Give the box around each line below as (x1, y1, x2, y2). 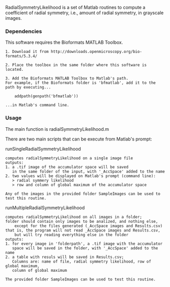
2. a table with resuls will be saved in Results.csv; (5, 254, 124, 260)
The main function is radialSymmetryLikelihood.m (5, 126, 109, 132)
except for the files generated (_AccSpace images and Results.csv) (14, 223, 163, 228)
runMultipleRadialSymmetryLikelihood (5, 205, 85, 211)
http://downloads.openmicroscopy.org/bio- (50, 49, 143, 54)
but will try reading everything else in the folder (14, 232, 129, 237)
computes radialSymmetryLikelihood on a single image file (5, 155, 133, 161)
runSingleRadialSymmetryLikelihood (5, 146, 81, 152)
